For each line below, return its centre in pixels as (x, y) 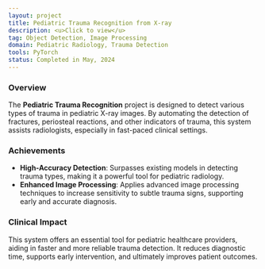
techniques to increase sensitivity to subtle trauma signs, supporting (131, 193)
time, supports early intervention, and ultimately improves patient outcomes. (133, 256)
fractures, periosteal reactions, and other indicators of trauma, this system (130, 122)
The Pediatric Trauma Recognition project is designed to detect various (126, 105)
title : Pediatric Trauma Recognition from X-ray (90, 23)
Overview (27, 87)
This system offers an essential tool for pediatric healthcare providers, (123, 240)
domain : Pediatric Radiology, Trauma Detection (88, 45)
